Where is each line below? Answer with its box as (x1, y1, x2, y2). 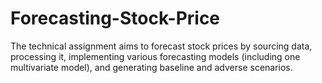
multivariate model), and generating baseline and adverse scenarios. (10, 61, 293, 73)
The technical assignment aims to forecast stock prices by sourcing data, (10, 40, 313, 52)
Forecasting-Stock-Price (10, 7, 221, 30)
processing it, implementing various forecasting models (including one (10, 50, 301, 62)
